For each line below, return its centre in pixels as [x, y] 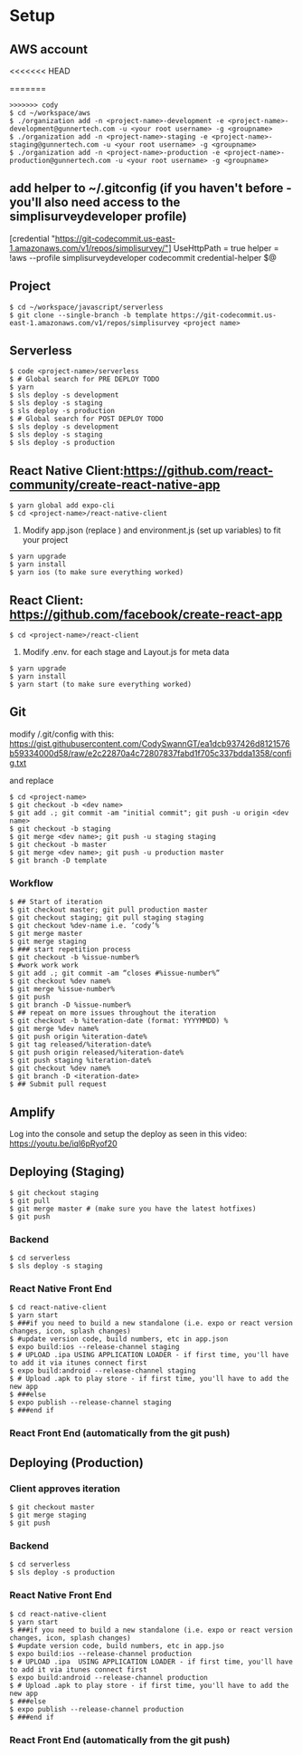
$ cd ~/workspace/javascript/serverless [87, 307]
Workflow [32, 882]
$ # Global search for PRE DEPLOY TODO [85, 380]
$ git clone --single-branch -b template [89, 315]
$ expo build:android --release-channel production [109, 1677]
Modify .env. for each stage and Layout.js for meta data [126, 652]
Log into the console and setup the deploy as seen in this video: [128, 1133]
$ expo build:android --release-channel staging [103, 1371]
